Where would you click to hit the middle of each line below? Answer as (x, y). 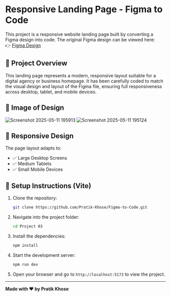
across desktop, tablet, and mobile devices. (51, 92)
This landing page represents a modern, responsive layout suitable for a (81, 75)
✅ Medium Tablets (32, 164)
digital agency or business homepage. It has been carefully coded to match (84, 81)
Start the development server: (44, 255)
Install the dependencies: (39, 236)
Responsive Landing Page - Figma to (84, 9)
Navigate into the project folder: (46, 217)
